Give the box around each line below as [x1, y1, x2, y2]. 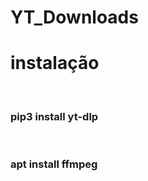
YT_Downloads [10, 6, 139, 29]
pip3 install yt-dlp [10, 110, 99, 124]
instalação [10, 52, 100, 75]
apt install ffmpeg [10, 157, 98, 171]
